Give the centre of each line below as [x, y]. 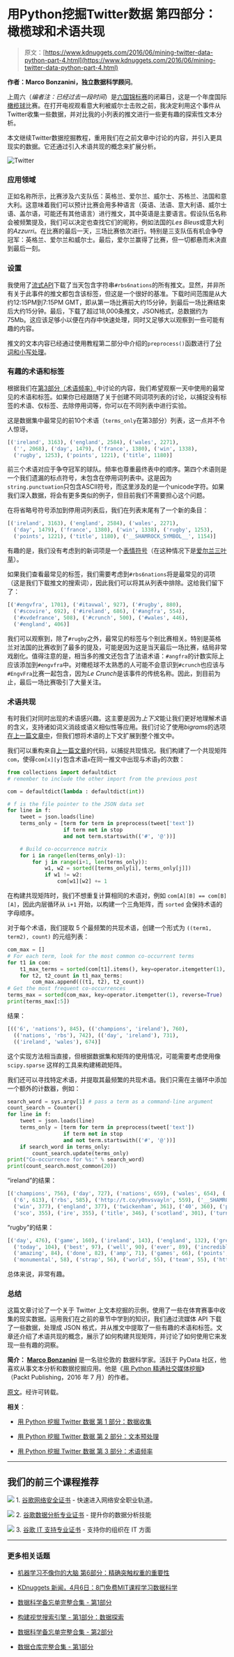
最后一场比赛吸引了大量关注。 [62, 682]
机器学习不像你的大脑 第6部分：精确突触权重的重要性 [93, 1573]
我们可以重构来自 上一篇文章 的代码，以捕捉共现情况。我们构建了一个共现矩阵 [117, 750]
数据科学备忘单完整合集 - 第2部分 [65, 1632]
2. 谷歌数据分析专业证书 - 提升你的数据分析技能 [84, 1515]
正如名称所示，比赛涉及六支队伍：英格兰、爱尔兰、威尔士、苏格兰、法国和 [114, 196]
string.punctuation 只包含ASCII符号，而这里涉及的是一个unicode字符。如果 [116, 487]
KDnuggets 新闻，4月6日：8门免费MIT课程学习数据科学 [97, 1587]
